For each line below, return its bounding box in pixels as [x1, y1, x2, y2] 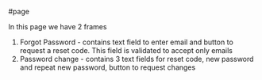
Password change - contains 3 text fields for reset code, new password [19, 55, 254, 63]
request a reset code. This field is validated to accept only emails [19, 46, 233, 55]
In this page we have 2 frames [8, 22, 107, 31]
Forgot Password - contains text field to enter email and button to [19, 37, 234, 47]
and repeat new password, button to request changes [19, 63, 196, 72]
